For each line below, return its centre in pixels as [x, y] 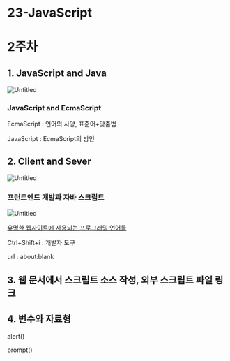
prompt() [20, 350]
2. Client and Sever [49, 161]
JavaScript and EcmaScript [54, 108]
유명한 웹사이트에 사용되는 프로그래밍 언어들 [67, 228]
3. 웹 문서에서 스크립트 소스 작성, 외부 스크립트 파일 [110, 280]
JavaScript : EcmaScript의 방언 [51, 139]
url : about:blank [31, 256]
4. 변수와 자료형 [39, 319]
